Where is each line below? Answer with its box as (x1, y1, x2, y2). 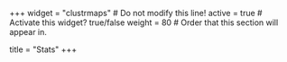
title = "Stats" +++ (9, 44, 78, 55)
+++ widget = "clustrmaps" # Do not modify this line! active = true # (9, 8, 264, 18)
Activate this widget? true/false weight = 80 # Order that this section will (9, 17, 279, 28)
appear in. (9, 27, 48, 37)
